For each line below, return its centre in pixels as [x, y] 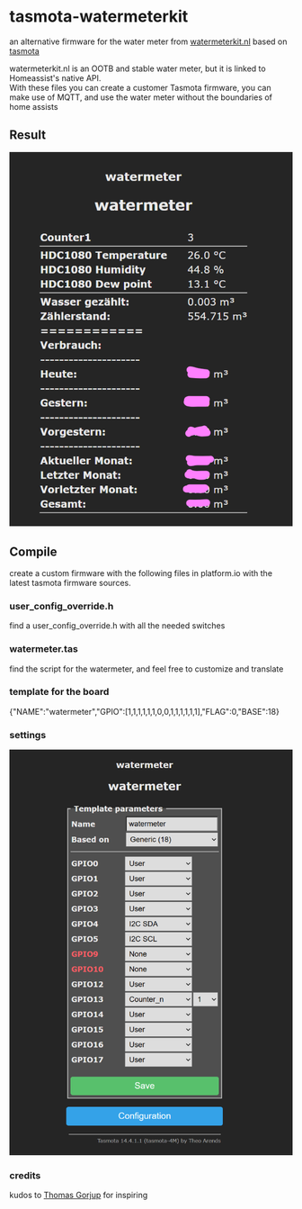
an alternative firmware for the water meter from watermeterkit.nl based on [148, 41]
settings [28, 735]
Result [28, 135]
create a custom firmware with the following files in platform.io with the [141, 573]
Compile [33, 551]
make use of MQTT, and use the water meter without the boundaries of [141, 97]
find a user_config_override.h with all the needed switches [117, 626]
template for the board [59, 692]
